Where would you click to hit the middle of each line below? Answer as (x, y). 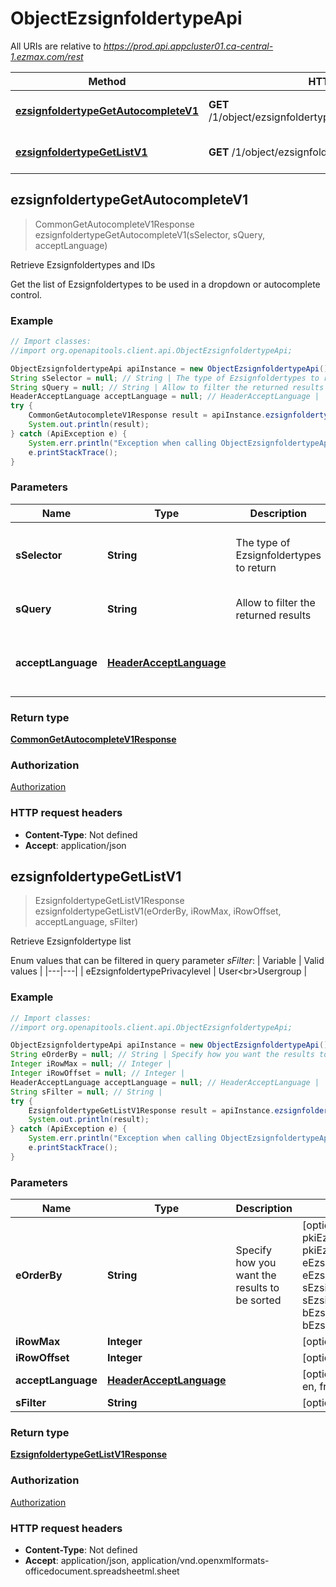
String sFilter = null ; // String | (86, 1092)
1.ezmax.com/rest (47, 56)
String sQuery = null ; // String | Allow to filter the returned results (167, 387)
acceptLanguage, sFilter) (86, 922)
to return (256, 567)
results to (257, 1288)
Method (107, 81)
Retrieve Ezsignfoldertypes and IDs (83, 264)
